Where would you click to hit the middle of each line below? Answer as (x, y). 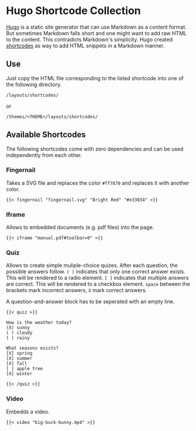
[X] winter (19, 374)
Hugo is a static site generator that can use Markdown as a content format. (97, 27)
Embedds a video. (28, 412)
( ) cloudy (19, 333)
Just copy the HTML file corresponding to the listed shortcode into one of (95, 78)
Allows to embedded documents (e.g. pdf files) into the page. (80, 227)
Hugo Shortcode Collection (73, 11)
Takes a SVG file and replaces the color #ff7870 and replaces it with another (98, 183)
